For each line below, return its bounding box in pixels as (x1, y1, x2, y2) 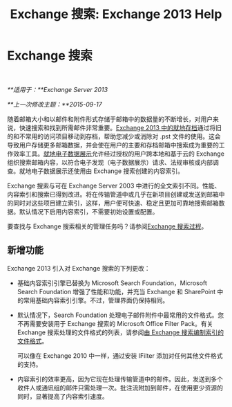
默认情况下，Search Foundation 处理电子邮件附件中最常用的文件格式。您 (17, 311, 224, 319)
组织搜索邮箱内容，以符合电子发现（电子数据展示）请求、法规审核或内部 (7, 158, 213, 166)
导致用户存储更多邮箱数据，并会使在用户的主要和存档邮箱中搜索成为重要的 (7, 141, 219, 149)
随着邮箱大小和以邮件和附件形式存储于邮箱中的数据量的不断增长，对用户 (7, 115, 213, 123)
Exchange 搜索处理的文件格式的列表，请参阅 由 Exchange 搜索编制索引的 (17, 328, 224, 336)
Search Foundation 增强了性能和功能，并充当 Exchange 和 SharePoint (17, 287, 216, 296)
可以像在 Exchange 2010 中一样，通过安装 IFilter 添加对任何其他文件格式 (17, 351, 223, 360)
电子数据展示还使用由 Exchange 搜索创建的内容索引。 (30, 167, 184, 175)
